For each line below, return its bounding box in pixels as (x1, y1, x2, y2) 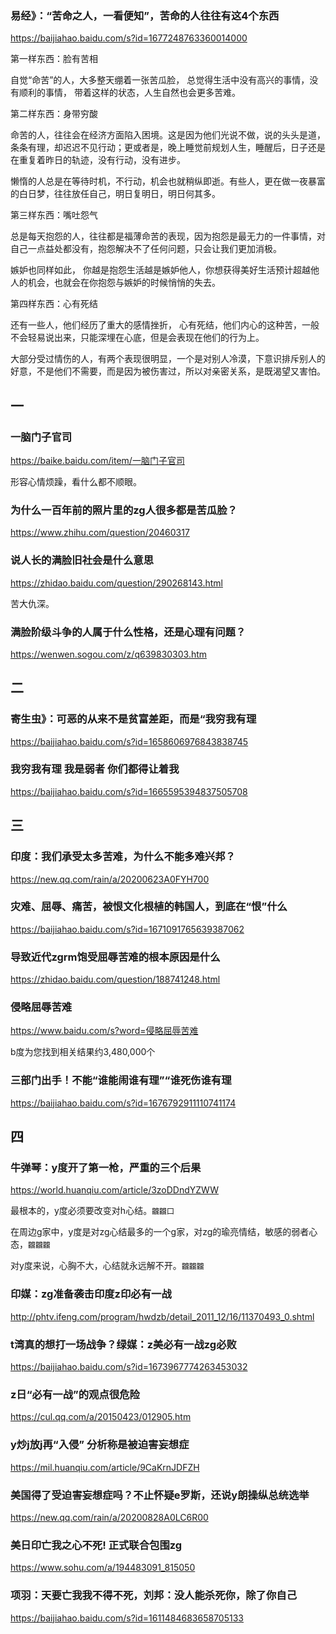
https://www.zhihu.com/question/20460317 (10, 527, 190, 539)
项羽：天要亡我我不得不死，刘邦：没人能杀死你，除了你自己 (10, 1588, 298, 1602)
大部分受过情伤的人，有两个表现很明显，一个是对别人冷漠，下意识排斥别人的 (10, 353, 326, 365)
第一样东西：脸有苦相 (10, 53, 98, 65)
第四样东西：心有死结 (10, 298, 98, 310)
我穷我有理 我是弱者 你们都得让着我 (10, 762, 180, 776)
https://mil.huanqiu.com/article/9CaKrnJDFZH (10, 1461, 200, 1473)
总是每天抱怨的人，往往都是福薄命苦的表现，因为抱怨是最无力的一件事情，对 (10, 230, 326, 242)
